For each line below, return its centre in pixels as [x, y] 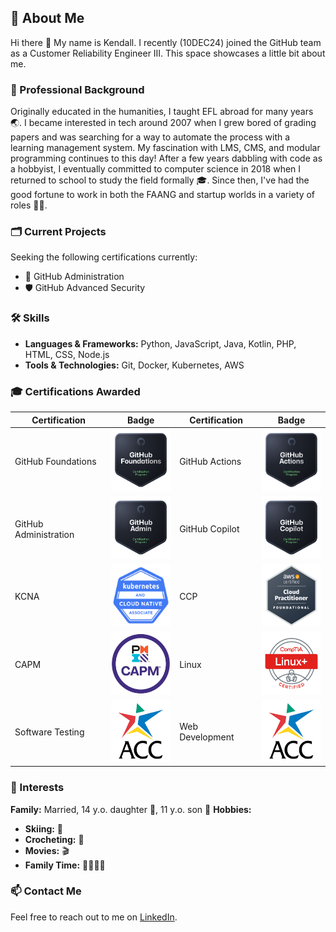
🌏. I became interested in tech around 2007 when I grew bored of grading [163, 123]
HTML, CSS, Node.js [67, 354]
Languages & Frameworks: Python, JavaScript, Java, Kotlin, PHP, [160, 343]
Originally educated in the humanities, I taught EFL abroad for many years [162, 112]
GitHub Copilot [209, 529]
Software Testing [49, 732]
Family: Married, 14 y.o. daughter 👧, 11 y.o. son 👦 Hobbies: [131, 809]
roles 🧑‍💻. [29, 205]
